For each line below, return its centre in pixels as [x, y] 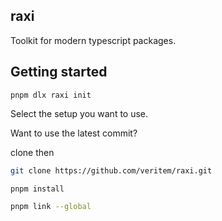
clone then [32, 152]
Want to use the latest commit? [74, 133]
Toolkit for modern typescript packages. [93, 40]
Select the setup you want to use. [79, 113]
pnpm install [37, 189]
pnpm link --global [51, 207]
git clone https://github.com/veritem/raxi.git [111, 170]
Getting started [59, 72]
